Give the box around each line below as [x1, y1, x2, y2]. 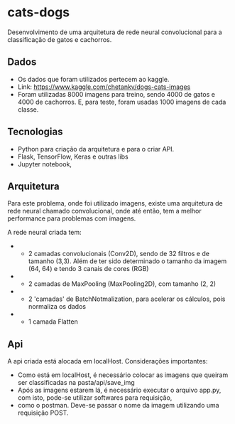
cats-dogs [7, 4, 70, 21]
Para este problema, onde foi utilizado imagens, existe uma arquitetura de [7, 199, 224, 208]
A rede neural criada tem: [7, 228, 82, 237]
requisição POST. [17, 408, 69, 417]
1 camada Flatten [28, 317, 78, 326]
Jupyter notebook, [17, 159, 72, 168]
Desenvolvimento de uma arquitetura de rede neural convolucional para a [7, 28, 222, 36]
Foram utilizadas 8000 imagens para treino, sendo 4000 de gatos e [17, 90, 215, 98]
